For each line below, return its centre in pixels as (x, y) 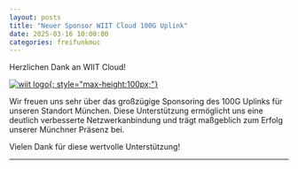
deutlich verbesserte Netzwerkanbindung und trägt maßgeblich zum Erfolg (146, 120)
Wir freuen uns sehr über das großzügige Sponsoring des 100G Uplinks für (146, 102)
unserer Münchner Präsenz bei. (67, 130)
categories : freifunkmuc (55, 42)
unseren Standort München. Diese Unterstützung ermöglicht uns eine (136, 111)
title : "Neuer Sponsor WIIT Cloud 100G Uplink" (99, 26)
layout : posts (35, 17)
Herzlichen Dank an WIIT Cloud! (68, 67)
